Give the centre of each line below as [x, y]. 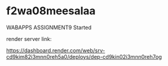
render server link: [29, 39]
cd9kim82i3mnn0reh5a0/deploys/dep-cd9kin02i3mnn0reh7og [84, 56]
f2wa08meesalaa [51, 11]
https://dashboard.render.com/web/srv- [56, 50]
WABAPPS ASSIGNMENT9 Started [49, 27]
